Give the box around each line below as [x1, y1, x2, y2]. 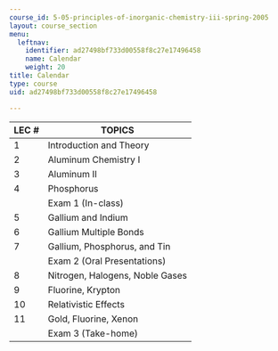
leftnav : [17, 37, 50, 47]
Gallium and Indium [47, 211, 129, 224]
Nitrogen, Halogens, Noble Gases [47, 269, 188, 282]
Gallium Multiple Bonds [47, 225, 144, 238]
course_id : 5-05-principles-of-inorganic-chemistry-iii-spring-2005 [9, 12, 269, 22]
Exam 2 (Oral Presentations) [47, 255, 167, 267]
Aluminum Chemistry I [47, 153, 141, 166]
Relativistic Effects [47, 298, 125, 310]
